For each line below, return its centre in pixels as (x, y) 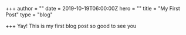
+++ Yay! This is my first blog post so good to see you (71, 26)
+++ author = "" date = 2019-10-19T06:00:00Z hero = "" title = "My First (93, 8)
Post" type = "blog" (29, 15)
